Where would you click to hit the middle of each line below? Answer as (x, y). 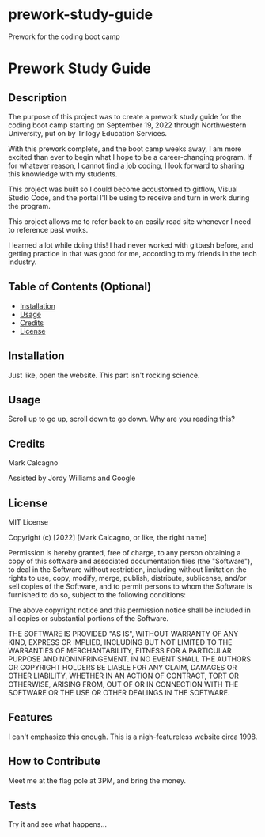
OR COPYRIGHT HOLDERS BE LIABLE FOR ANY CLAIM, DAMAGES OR (123, 667)
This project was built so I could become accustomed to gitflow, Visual (123, 189)
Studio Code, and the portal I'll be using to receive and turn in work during (129, 197)
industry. (23, 262)
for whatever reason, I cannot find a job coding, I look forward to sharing (127, 165)
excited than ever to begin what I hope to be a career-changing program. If (130, 157)
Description (38, 98)
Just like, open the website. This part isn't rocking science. (104, 375)
